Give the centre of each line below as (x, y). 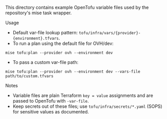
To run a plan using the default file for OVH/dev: (63, 43)
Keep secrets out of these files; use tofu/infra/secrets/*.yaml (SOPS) (87, 106)
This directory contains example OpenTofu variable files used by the (77, 7)
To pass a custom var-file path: (45, 62)
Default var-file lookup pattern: (45, 32)
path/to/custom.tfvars (29, 76)
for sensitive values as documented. (51, 112)
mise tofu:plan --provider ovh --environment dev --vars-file (73, 72)
